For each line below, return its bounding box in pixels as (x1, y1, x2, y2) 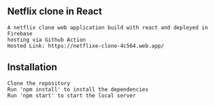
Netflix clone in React (7, 6, 103, 17)
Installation (7, 61, 57, 73)
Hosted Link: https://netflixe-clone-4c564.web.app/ (7, 42, 165, 50)
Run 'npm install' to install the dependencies (7, 86, 149, 93)
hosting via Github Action (7, 36, 86, 43)
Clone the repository (7, 79, 71, 86)
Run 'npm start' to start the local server (7, 92, 137, 99)
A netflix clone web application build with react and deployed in (7, 24, 209, 31)
